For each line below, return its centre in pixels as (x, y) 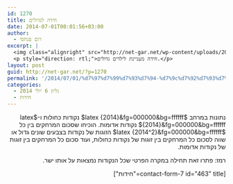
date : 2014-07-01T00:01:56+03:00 (55, 26)
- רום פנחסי (28, 40)
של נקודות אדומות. (202, 147)
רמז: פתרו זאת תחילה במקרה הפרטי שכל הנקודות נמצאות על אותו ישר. (134, 160)
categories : (24, 85)
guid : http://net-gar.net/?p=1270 (57, 72)
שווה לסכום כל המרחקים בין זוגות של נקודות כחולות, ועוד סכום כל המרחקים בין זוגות (118, 139)
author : (18, 33)
